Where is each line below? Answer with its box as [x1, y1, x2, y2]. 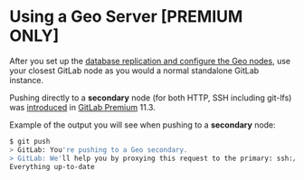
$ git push [9, 137, 51, 146]
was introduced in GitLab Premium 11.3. [9, 101, 156, 112]
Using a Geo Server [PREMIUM [9, 6, 243, 27]
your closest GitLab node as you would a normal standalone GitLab [9, 65, 260, 76]
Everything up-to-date [9, 162, 95, 171]
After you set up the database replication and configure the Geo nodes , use [9, 55, 291, 66]
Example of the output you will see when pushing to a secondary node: [9, 119, 276, 130]
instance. [9, 74, 44, 85]
